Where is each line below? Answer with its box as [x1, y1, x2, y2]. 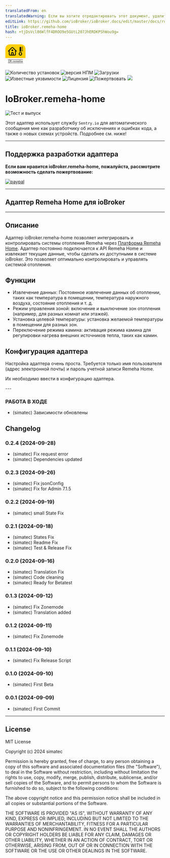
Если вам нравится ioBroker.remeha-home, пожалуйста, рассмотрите [5, 163, 160, 169]
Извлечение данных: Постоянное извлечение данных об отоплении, [12, 289, 161, 295]
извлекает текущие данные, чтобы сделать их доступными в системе [5, 250, 157, 256]
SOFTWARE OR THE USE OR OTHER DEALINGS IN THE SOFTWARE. [5, 847, 147, 853]
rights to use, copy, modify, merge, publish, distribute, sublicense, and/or [5, 774, 158, 780]
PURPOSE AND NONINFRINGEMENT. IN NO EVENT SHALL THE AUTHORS [5, 826, 161, 832]
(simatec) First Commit [12, 706, 61, 712]
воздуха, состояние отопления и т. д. [12, 300, 93, 306]
